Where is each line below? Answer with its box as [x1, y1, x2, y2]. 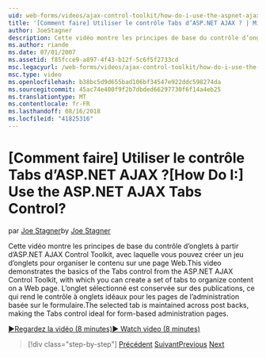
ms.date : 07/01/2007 [8, 48, 77, 56]
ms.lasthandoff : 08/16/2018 [8, 108, 101, 116]
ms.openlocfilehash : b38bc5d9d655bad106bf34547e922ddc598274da [8, 78, 222, 86]
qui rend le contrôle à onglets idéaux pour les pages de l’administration [8, 291, 240, 301]
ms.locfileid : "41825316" [8, 115, 93, 123]
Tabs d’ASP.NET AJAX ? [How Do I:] [8, 166, 244, 184]
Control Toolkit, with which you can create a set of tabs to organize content [8, 274, 253, 284]
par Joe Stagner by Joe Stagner [8, 225, 111, 235]
